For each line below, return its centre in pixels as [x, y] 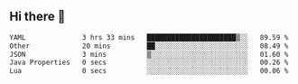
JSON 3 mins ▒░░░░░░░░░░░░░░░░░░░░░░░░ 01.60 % [149, 54]
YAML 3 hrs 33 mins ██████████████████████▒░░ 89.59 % [149, 37]
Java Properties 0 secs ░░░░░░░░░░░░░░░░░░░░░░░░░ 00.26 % [149, 63]
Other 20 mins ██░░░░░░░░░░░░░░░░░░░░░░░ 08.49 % [149, 46]
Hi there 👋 [37, 17]
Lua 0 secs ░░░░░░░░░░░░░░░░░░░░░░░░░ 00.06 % [149, 71]
